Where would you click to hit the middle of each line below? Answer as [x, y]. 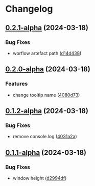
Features [17, 84]
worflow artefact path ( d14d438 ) [47, 53]
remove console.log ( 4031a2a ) [45, 137]
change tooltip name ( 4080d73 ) [46, 95]
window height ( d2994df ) [40, 178]
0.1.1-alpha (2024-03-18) [46, 153]
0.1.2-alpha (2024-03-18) [47, 111]
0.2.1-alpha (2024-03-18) [47, 28]
